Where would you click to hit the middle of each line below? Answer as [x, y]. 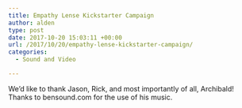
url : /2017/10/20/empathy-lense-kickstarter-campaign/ [101, 45]
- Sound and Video [46, 60]
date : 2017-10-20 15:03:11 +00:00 [65, 37]
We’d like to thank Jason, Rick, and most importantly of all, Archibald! [121, 88]
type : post [26, 30]
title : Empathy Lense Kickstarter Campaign [81, 15]
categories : [28, 52]
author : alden [32, 23]
